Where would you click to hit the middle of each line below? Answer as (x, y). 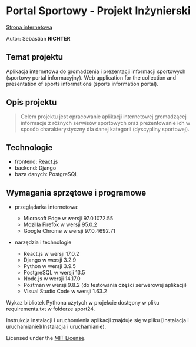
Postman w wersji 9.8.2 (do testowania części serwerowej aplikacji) (105, 285)
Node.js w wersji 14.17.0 (52, 279)
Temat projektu (35, 57)
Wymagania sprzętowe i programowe (76, 193)
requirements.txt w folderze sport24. (51, 309)
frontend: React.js (36, 162)
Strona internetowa (29, 27)
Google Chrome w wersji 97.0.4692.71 (69, 231)
